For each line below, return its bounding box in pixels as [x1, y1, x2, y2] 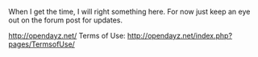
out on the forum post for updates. [8, 15, 123, 25]
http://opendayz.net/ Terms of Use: [8, 31, 127, 40]
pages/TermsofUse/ [8, 39, 75, 49]
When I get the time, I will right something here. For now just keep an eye [8, 7, 251, 16]
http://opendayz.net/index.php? [127, 31, 232, 40]
